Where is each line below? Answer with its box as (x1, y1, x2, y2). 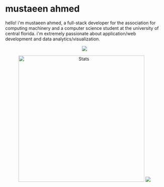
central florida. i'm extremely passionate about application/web (5, 30, 136, 36)
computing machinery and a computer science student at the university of (5, 25, 159, 31)
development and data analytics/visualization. (5, 36, 101, 42)
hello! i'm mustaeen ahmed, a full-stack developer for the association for (5, 20, 156, 26)
